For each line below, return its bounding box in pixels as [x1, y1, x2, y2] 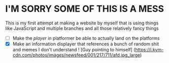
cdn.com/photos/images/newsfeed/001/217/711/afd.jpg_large [12, 52, 141, 58]
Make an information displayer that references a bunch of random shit [12, 41, 159, 47]
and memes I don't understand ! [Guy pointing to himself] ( [12, 47, 136, 53]
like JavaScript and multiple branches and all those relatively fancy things [5, 25, 159, 31]
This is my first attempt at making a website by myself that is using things [5, 20, 159, 26]
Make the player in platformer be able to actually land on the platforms [12, 35, 160, 41]
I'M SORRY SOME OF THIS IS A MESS [5, 3, 164, 15]
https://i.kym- [135, 47, 164, 53]
